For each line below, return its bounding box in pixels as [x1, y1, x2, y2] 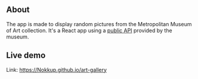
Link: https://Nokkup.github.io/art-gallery [6, 66, 107, 73]
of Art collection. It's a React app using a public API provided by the [6, 27, 172, 34]
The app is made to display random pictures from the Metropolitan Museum [6, 20, 192, 27]
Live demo [6, 50, 46, 61]
